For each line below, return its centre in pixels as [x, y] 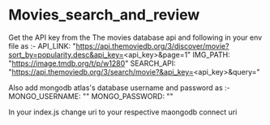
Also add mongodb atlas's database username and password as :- [119, 88]
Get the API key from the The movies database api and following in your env [135, 37]
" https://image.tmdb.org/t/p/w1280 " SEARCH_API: [92, 63]
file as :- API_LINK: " [42, 45]
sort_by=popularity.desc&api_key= [66, 54]
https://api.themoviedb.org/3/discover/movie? [152, 45]
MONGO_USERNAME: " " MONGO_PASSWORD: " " [91, 96]
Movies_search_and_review [104, 15]
